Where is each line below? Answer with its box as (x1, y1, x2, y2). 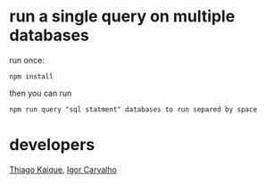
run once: (9, 54, 45, 65)
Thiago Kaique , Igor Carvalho (9, 163, 118, 175)
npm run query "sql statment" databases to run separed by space (9, 105, 257, 113)
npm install (9, 71, 54, 81)
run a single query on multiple (9, 6, 236, 27)
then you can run (9, 88, 72, 98)
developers (9, 135, 96, 155)
